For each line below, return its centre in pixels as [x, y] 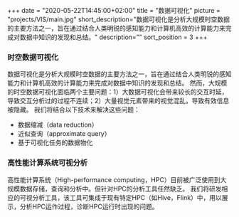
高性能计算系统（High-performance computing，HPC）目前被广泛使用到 [114, 179]
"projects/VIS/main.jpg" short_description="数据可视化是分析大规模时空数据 [118, 19]
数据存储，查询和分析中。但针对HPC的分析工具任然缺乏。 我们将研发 [121, 189]
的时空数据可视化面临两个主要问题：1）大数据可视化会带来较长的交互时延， [118, 92]
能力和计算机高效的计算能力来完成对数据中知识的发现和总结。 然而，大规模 [117, 83]
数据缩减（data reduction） [58, 125]
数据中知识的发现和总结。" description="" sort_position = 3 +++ [113, 37]
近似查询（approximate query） [64, 134]
